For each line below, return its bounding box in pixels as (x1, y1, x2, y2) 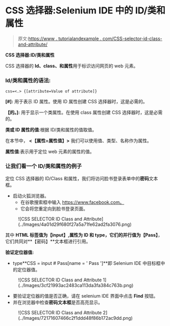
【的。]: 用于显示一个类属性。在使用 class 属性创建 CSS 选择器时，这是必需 (5, 109, 163, 116)
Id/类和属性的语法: (5, 76, 51, 84)
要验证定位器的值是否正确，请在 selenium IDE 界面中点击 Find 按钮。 (12, 293, 158, 299)
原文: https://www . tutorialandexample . (17, 35, 101, 42)
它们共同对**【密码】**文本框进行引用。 (5, 238, 91, 244)
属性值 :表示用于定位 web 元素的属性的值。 (5, 148, 95, 155)
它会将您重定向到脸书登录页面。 (20, 205, 88, 212)
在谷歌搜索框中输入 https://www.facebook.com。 (20, 199, 124, 205)
